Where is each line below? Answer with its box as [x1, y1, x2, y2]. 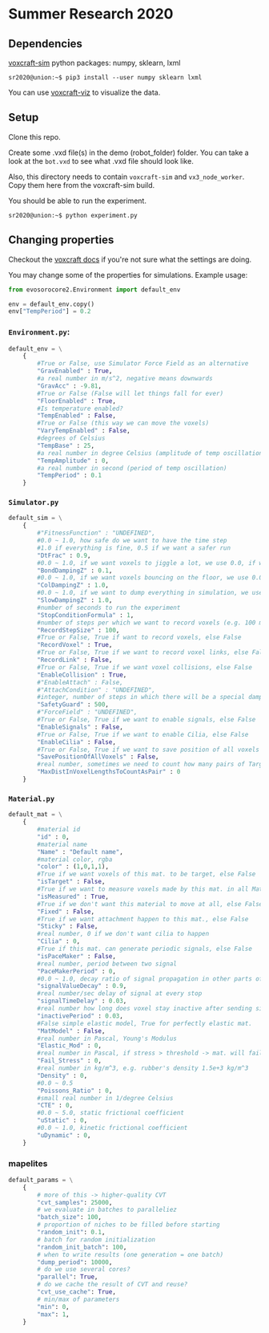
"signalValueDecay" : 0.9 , [37, 982, 127, 990]
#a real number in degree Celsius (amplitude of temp [37, 449, 220, 457]
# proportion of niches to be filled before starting [37, 1221, 220, 1229]
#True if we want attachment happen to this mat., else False [37, 915, 249, 923]
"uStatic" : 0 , [37, 1116, 88, 1124]
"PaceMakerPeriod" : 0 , [37, 967, 116, 975]
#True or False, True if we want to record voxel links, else [37, 648, 249, 656]
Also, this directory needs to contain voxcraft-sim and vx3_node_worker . [8, 172, 245, 181]
